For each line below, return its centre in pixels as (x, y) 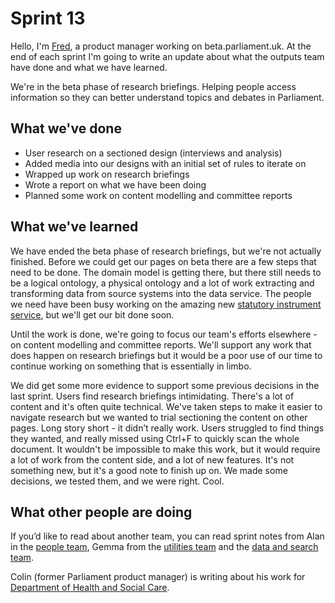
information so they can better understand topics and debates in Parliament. (167, 97)
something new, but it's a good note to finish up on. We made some (149, 470)
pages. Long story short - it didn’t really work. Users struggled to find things (167, 428)
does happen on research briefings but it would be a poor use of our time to (166, 355)
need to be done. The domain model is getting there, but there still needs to (166, 272)
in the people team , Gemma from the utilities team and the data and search (164, 547)
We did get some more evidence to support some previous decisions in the (165, 385)
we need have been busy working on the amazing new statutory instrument (166, 304)
